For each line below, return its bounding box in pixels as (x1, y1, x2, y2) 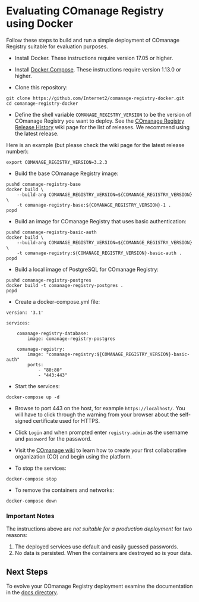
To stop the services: (14, 464, 67, 472)
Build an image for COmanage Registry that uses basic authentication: (14, 217, 187, 224)
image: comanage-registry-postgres (27, 335, 116, 342)
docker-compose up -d (6, 394, 60, 400)
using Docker (6, 17, 74, 30)
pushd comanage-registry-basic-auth (6, 229, 97, 235)
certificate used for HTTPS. (33, 417, 100, 424)
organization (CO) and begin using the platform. (14, 453, 132, 460)
